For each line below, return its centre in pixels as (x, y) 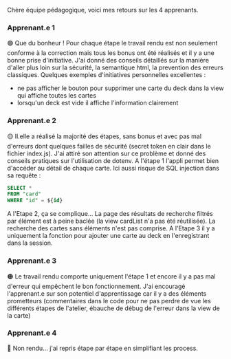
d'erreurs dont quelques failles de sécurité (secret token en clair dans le (109, 146)
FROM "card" (24, 194)
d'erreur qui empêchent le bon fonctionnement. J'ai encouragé (96, 286)
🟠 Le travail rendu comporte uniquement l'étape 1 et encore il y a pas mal (111, 276)
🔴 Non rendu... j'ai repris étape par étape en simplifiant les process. (102, 348)
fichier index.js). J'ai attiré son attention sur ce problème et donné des (107, 153)
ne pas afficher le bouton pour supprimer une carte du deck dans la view (120, 88)
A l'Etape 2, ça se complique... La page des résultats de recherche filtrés (110, 214)
